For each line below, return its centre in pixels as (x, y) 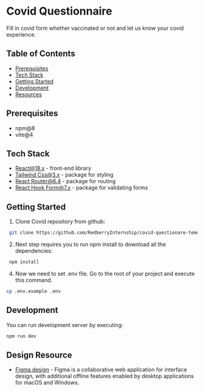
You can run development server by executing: (65, 325)
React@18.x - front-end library (53, 168)
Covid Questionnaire (59, 11)
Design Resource (39, 355)
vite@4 (24, 135)
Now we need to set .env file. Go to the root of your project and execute (105, 273)
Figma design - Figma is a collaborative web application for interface (101, 370)
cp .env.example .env (34, 291)
